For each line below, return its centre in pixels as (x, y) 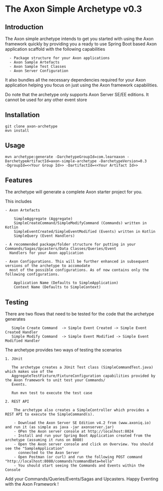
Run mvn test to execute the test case (52, 393)
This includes (18, 202)
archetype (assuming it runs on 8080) (44, 440)
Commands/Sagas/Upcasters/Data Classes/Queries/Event (61, 249)
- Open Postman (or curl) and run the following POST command (78, 457)
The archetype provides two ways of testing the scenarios (63, 350)
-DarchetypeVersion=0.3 (123, 161)
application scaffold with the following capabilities (55, 49)
